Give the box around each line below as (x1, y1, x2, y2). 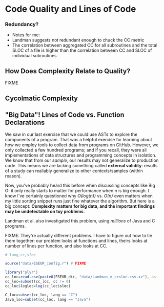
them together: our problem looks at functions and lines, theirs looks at (5, 238, 148, 243)
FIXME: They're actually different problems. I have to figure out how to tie (5, 232, 153, 238)
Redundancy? (5, 21, 39, 28)
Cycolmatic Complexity (5, 94, 78, 102)
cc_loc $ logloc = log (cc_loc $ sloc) (5, 284, 71, 288)
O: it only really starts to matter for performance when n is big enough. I (5, 187, 149, 194)
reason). (5, 173, 22, 179)
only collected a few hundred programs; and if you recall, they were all (5, 147, 147, 153)
